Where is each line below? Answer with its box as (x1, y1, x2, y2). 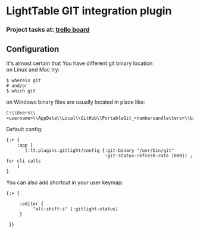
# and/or (6, 82, 28, 89)
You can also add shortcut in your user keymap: (6, 179, 123, 186)
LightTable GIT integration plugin (6, 4, 172, 18)
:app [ (17, 142, 33, 148)
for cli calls (6, 158, 42, 164)
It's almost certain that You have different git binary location (6, 60, 153, 67)
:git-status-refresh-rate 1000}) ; (104, 153, 193, 159)
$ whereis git (6, 77, 42, 83)
